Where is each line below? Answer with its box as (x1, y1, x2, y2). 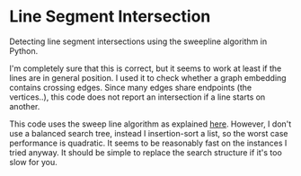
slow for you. (9, 156, 58, 167)
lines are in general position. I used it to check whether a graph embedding (9, 72, 287, 83)
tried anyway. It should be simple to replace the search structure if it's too (9, 146, 283, 158)
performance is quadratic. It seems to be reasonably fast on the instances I (9, 137, 288, 148)
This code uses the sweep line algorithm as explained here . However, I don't (9, 119, 292, 129)
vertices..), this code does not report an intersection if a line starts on (9, 92, 266, 102)
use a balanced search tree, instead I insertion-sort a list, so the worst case (9, 128, 289, 138)
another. (9, 101, 40, 111)
